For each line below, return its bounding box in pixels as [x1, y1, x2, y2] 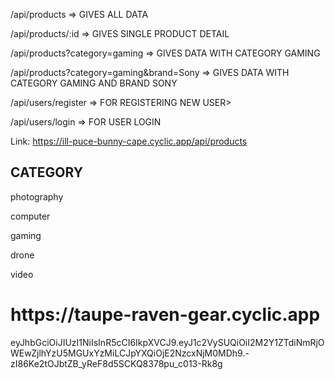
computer [10, 210, 51, 222]
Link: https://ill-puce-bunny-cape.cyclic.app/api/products [10, 135, 248, 147]
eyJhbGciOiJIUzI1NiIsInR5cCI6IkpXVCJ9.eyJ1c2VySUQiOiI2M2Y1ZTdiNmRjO [10, 336, 325, 348]
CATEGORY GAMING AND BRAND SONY [10, 77, 178, 89]
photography [10, 190, 64, 203]
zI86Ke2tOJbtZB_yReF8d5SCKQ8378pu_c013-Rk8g [10, 357, 223, 369]
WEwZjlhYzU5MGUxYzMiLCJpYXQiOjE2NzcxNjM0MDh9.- [10, 347, 250, 359]
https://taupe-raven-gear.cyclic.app [10, 304, 321, 326]
